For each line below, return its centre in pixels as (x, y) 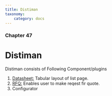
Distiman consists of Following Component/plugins (56, 69)
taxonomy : (15, 14)
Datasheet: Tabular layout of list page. (50, 79)
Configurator (25, 89)
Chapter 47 (19, 35)
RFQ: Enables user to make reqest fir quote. (56, 83)
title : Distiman (21, 9)
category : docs (29, 18)
